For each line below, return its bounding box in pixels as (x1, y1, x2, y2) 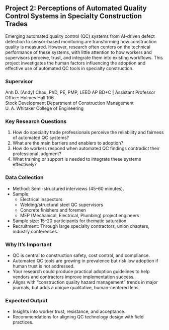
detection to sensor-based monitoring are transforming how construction (5, 38, 157, 44)
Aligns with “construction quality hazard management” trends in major (12, 279, 158, 285)
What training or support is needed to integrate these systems (12, 156, 141, 162)
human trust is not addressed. (12, 263, 75, 269)
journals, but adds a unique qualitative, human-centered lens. (12, 285, 140, 290)
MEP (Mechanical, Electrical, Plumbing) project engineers (20, 212, 139, 218)
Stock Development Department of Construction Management (5, 100, 134, 106)
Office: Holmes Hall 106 (5, 95, 54, 101)
